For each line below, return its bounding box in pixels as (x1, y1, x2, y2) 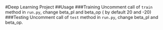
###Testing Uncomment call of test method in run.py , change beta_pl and (5, 15, 159, 20)
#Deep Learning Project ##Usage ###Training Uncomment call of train (5, 4, 153, 10)
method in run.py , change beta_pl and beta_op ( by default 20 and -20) (5, 9, 152, 15)
